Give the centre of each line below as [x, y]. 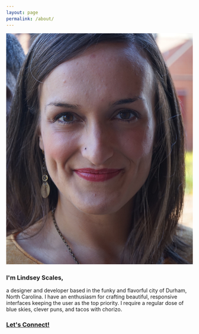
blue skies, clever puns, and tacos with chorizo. [64, 309]
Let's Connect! [28, 325]
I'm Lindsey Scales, [35, 277]
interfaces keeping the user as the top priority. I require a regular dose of [95, 303]
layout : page [22, 12]
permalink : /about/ [30, 19]
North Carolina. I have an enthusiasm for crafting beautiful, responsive [92, 297]
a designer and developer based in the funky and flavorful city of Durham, [97, 290]
